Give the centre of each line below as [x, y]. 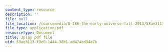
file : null [16, 19]
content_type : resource [30, 10]
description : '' [22, 14]
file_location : [21, 24]
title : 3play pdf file [29, 38]
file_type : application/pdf [34, 28]
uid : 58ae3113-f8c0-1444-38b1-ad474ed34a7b [51, 42]
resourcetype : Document [30, 33]
